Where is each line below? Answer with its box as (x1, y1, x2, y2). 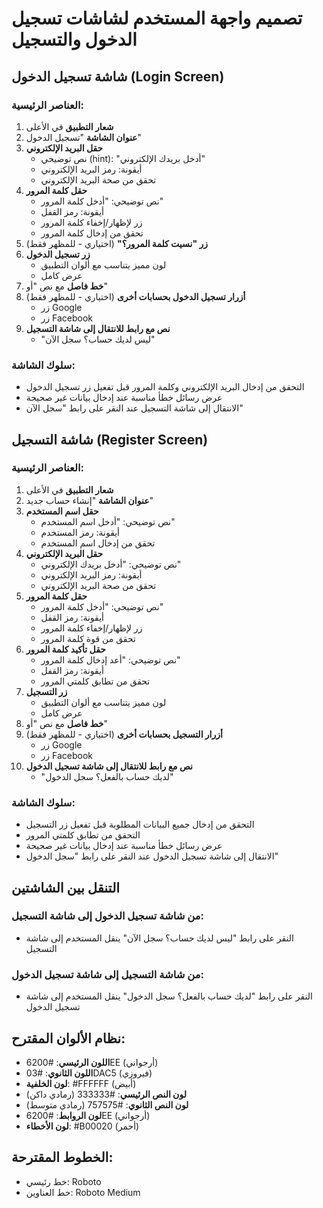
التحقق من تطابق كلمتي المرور (25, 829, 141, 841)
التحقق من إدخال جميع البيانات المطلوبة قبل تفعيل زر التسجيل (25, 818, 255, 831)
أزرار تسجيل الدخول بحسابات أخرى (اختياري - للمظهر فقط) (25, 290, 246, 302)
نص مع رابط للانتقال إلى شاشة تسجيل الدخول (25, 760, 193, 772)
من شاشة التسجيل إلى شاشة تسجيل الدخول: (11, 967, 204, 981)
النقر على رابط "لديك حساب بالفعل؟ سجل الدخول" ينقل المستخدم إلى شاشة (25, 990, 313, 1002)
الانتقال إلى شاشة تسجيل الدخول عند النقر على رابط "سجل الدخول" (25, 850, 279, 862)
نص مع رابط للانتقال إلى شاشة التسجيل (25, 322, 171, 334)
